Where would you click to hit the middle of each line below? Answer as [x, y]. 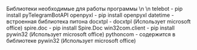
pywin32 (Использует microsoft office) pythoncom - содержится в [91, 34]
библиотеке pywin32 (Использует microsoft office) [71, 41]
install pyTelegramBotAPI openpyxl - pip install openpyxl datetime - [90, 15]
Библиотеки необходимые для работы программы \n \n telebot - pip [95, 9]
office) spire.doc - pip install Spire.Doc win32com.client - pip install [90, 28]
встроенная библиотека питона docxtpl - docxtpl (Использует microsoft [98, 21]
